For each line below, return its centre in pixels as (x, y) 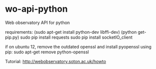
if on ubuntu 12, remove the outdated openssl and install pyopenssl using (78, 46)
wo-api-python (37, 9)
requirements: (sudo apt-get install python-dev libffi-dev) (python (71, 32)
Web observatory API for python (38, 23)
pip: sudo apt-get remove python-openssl (47, 52)
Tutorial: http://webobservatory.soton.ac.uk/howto (56, 61)
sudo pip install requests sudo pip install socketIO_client (76, 37)
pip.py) (12, 37)
